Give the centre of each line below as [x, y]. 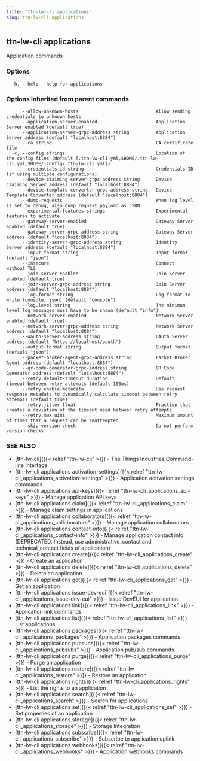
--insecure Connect [98, 263]
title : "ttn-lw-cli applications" [49, 12]
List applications [35, 624]
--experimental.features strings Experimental [105, 211]
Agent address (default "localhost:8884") [60, 363]
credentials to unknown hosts [44, 116]
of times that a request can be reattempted [62, 420]
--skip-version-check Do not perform [108, 426]
